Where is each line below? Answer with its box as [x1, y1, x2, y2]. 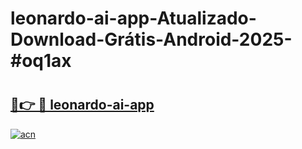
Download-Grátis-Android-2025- [10, 28, 293, 51]
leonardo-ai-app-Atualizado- [10, 7, 257, 30]
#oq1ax [10, 50, 72, 72]
